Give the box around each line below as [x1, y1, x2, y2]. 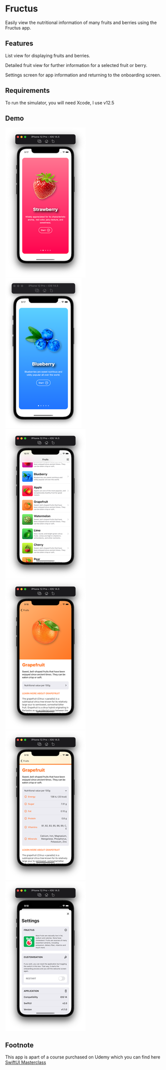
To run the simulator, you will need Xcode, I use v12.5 [5, 99, 115, 105]
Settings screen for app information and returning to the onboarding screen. [5, 72, 162, 78]
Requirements [5, 86, 50, 95]
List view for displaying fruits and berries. [5, 52, 91, 58]
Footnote [5, 1041, 34, 1049]
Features [5, 39, 33, 48]
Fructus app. [5, 24, 31, 30]
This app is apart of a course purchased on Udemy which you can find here [5, 1054, 161, 1060]
